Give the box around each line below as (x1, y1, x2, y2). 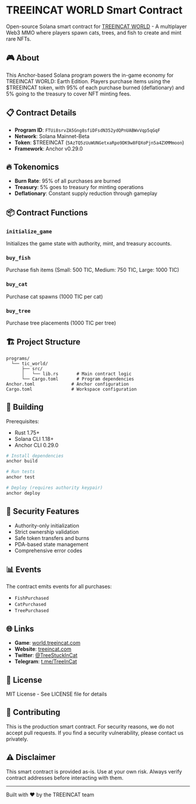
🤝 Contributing (6, 707, 61, 717)
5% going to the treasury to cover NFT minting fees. (6, 90, 131, 97)
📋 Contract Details (6, 108, 77, 118)
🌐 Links (6, 624, 34, 634)
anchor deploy (6, 490, 41, 496)
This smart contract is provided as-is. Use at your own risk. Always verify (6, 768, 183, 775)
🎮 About (6, 53, 40, 63)
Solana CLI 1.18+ (14, 435, 54, 442)
